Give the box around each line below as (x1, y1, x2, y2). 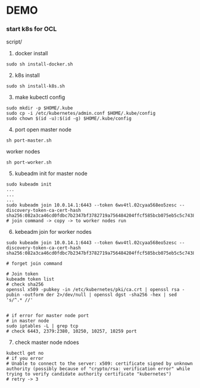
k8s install (14, 72, 40, 79)
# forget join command (6, 261, 62, 267)
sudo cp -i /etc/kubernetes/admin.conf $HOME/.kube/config (6, 111, 156, 117)
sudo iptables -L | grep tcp (6, 323, 79, 329)
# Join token (6, 271, 39, 277)
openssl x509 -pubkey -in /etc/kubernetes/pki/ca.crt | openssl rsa (6, 287, 180, 293)
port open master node (14, 126, 71, 133)
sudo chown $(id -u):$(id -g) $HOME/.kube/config (6, 115, 132, 122)
